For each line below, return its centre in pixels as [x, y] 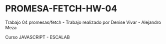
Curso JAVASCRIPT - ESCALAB [37, 37]
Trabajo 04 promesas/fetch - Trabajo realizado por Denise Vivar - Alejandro [83, 22]
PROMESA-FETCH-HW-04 [61, 9]
